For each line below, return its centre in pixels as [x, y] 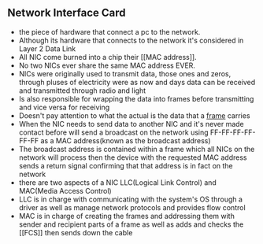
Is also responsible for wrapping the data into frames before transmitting [136, 98]
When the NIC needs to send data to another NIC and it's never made [131, 124]
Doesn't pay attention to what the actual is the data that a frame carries [134, 115]
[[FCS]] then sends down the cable [76, 232]
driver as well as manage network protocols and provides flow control [132, 207]
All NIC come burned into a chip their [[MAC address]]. [108, 57]
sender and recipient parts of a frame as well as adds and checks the [131, 224]
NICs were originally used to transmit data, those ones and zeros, [125, 73]
